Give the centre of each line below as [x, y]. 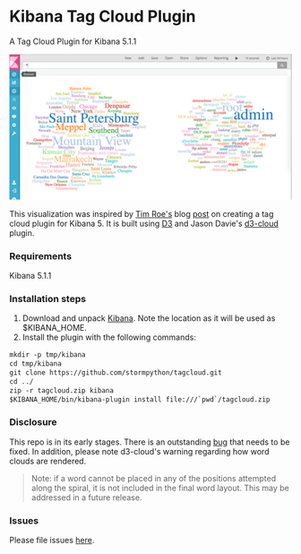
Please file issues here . [52, 540]
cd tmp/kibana [36, 364]
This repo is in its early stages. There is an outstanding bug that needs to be [150, 442]
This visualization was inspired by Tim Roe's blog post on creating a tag [142, 213]
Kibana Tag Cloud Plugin [103, 17]
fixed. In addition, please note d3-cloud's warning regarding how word [139, 451]
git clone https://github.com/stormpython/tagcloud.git [116, 373]
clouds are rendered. [48, 461]
